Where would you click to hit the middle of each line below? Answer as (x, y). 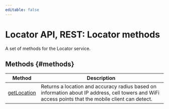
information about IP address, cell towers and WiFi (100, 93)
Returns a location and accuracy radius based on (99, 86)
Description (101, 78)
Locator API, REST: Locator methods (82, 34)
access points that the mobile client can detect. (97, 99)
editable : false (22, 10)
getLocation (22, 93)
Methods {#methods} (40, 64)
